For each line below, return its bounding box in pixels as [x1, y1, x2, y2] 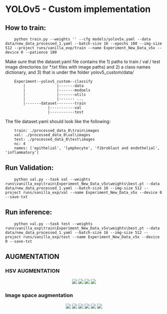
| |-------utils [23, 92, 86, 97]
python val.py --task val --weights [14, 177, 91, 182]
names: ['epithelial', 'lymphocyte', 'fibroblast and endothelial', [14, 146, 160, 151]
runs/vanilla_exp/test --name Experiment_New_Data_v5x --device [23, 234, 160, 239]
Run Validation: [5, 164, 54, 172]
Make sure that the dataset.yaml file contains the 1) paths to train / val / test [5, 59, 160, 65]
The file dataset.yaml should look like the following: [5, 119, 111, 124]
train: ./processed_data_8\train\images [14, 128, 99, 133]
